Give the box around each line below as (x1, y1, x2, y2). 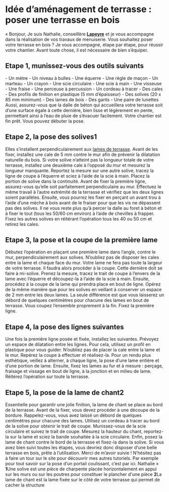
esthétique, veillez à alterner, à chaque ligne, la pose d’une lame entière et (5, 357, 159, 364)
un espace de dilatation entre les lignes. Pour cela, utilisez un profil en (5, 342, 151, 348)
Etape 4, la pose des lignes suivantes (5, 322, 124, 331)
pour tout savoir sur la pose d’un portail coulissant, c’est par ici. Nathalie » (5, 461, 159, 466)
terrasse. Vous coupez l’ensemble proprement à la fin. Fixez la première (5, 303, 154, 309)
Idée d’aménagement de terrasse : (5, 4, 152, 15)
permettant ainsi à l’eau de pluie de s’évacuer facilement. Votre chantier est (5, 113, 162, 119)
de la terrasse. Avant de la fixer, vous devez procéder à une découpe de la (5, 407, 160, 413)
